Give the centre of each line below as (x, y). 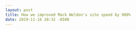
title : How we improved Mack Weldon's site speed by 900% (68, 15)
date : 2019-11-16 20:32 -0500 (37, 19)
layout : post (19, 10)
